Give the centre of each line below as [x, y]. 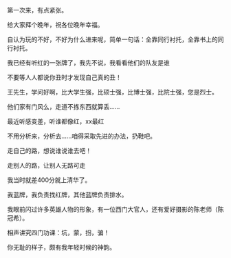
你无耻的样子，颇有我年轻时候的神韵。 [61, 247]
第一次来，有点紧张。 [37, 10]
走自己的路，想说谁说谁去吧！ [49, 151]
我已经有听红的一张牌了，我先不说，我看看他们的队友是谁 [88, 63]
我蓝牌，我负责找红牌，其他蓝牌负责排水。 [67, 195]
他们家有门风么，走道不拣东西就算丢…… [64, 107]
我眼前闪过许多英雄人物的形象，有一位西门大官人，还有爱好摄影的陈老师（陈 [115, 209]
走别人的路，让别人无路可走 [46, 165]
